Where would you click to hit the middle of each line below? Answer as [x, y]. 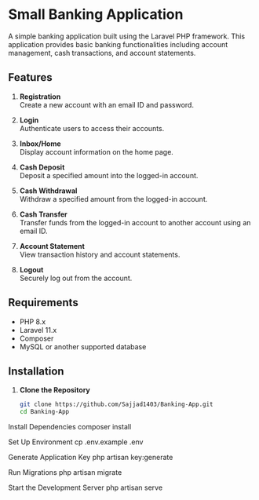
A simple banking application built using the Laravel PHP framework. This [127, 36]
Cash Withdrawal [48, 191]
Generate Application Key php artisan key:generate [91, 458]
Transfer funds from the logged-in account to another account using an [135, 222]
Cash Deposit [42, 167]
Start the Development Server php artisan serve [86, 487]
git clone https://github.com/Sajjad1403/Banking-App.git [116, 405]
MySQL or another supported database [83, 346]
